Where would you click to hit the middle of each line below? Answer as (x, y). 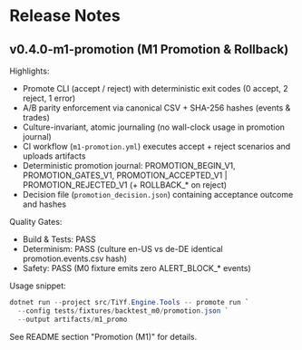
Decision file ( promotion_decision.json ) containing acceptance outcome (158, 194)
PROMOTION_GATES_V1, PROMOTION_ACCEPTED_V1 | (125, 175)
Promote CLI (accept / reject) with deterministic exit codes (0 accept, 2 (155, 88)
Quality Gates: (36, 222)
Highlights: (29, 71)
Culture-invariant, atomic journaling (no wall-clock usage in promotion (154, 127)
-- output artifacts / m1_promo (73, 319)
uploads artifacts (54, 156)
